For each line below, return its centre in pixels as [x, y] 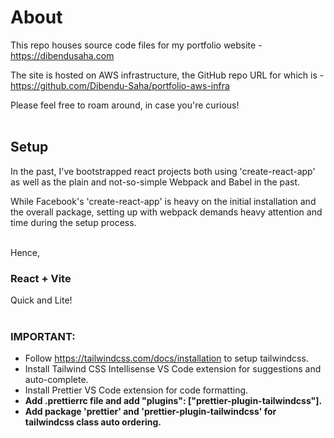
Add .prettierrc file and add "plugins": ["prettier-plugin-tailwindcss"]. [173, 401]
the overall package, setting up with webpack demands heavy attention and [166, 212]
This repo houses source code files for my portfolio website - [136, 45]
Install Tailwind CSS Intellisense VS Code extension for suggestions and [173, 369]
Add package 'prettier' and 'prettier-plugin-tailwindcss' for [150, 412]
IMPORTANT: [43, 336]
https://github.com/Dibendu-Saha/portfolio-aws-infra [120, 85]
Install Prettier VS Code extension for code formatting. [136, 390]
